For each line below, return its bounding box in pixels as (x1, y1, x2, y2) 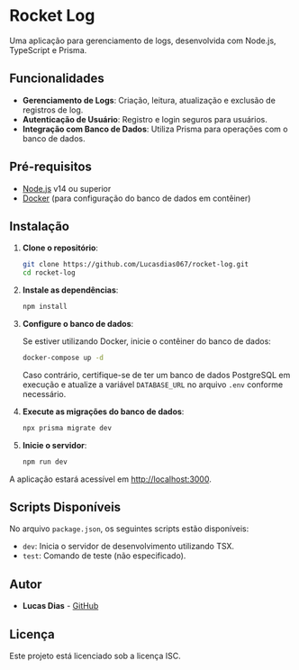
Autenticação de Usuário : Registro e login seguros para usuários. (22, 113, 267, 124)
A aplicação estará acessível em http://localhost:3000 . (9, 474, 212, 484)
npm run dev (22, 457, 68, 466)
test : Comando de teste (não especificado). (22, 550, 186, 561)
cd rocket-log (22, 268, 76, 277)
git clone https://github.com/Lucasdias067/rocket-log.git (22, 260, 249, 269)
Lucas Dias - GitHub (22, 601, 99, 611)
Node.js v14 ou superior (22, 183, 112, 194)
